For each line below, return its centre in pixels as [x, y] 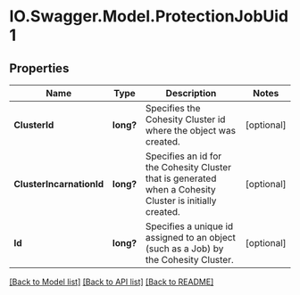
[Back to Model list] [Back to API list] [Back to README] [112, 282]
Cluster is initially [181, 201]
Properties [39, 68]
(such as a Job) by [185, 249]
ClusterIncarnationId [59, 184]
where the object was [191, 131]
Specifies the [173, 108]
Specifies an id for [184, 156]
